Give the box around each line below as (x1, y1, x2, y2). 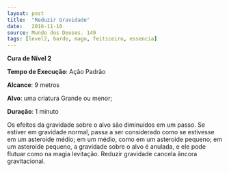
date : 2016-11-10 (7, 23, 63, 29)
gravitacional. (7, 157, 46, 165)
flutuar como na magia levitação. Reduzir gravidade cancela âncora (7, 150, 198, 158)
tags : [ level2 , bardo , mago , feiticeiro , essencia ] (7, 36, 157, 42)
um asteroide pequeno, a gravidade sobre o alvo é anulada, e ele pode (7, 143, 206, 151)
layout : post (7, 10, 44, 17)
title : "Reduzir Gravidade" (7, 16, 90, 23)
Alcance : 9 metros (7, 81, 60, 89)
